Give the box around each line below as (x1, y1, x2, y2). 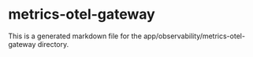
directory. (37, 39, 69, 48)
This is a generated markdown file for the (8, 31, 142, 41)
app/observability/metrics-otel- (143, 31, 246, 41)
